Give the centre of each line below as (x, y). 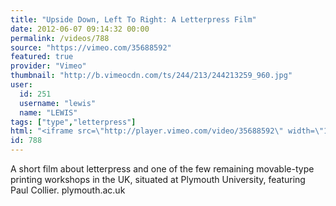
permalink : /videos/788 (60, 38)
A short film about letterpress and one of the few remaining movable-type (162, 169)
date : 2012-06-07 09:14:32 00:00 (80, 29)
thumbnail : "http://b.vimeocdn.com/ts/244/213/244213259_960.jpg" (151, 76)
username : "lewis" (58, 103)
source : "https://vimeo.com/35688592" (91, 47)
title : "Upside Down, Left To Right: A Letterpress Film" (133, 19)
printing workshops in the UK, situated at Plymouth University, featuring (158, 179)
